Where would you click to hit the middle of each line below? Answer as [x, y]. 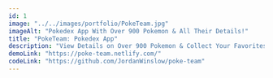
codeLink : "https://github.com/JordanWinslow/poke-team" [107, 62]
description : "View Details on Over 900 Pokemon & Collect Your [119, 46]
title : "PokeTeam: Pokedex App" [63, 39]
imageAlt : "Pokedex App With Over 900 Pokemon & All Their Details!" [129, 31]
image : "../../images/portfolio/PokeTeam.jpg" [89, 24]
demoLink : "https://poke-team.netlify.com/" [85, 54]
